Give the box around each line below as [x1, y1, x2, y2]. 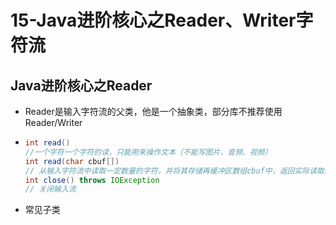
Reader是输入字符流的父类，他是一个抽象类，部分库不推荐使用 [24, 106, 283, 117]
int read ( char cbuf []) [24, 156, 120, 166]
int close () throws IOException [24, 175, 160, 185]
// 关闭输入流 [24, 184, 77, 195]
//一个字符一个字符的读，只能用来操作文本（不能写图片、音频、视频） [24, 147, 273, 157]
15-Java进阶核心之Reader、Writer [10, 9, 297, 32]
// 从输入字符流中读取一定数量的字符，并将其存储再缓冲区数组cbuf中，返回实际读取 [24, 166, 325, 176]
